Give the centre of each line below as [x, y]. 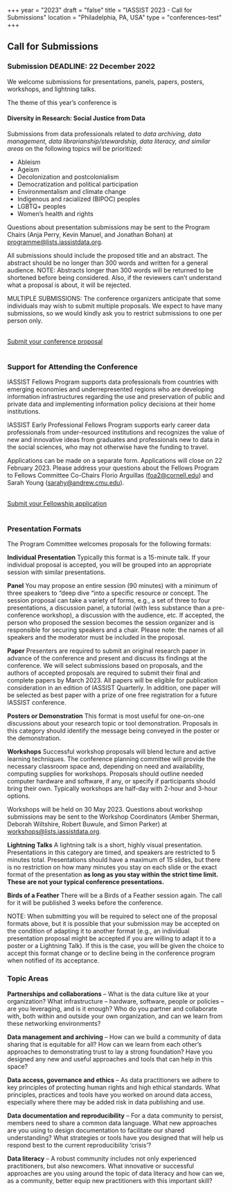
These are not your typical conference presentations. [86, 882]
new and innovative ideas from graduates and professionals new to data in [114, 440]
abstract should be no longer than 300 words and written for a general [108, 263]
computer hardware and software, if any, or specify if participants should [111, 781]
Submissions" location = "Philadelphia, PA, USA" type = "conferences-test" [115, 17]
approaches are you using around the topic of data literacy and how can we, [116, 1173]
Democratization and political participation [78, 184]
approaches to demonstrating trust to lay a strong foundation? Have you [110, 1052]
